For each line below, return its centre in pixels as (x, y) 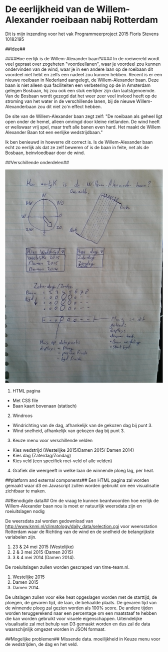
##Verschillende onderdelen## (37, 162)
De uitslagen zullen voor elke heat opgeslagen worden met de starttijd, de (81, 597)
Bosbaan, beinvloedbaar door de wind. (45, 153)
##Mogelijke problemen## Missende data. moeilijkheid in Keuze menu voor (83, 639)
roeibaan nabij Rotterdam (104, 20)
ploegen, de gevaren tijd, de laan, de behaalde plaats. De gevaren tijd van (81, 602)
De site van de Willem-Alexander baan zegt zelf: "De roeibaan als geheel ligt (84, 116)
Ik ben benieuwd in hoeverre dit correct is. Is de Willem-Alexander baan (79, 142)
